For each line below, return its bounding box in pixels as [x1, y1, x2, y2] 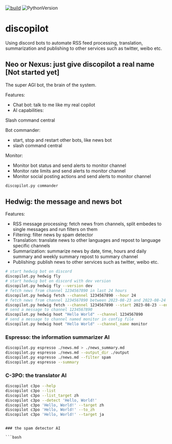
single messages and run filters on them [12, 226, 98, 233]
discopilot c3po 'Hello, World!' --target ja [5, 412, 104, 417]
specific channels [12, 243, 50, 249]
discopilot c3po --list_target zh [5, 393, 79, 398]
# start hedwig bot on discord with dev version [5, 279, 111, 284]
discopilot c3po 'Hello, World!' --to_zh [5, 407, 95, 413]
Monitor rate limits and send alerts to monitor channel [12, 167, 126, 174]
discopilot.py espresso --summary [5, 359, 79, 364]
